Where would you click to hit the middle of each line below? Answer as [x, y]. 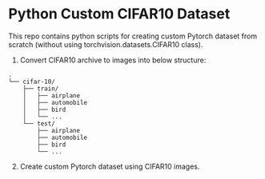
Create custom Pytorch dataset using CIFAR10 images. [110, 166]
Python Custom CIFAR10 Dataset [119, 14]
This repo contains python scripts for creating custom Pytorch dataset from [133, 36]
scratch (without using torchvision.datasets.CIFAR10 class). [106, 44]
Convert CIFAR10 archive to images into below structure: [113, 60]
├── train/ [41, 89]
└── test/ [39, 123]
